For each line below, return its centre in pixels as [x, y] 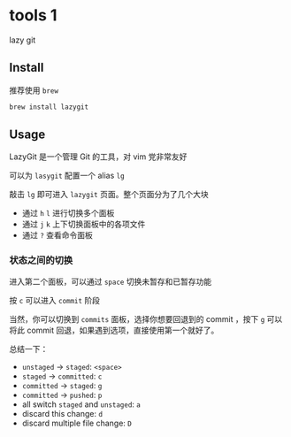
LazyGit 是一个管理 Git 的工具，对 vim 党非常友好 [98, 157]
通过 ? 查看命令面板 [57, 235]
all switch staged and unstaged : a [81, 404]
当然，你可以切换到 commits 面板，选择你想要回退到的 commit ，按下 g [137, 318]
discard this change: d [62, 413]
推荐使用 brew [34, 90]
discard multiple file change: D [77, 423]
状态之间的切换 [41, 260]
